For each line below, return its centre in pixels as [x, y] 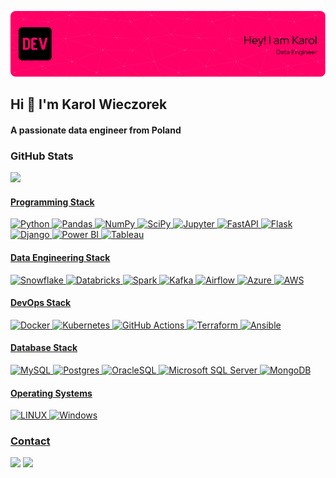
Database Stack [44, 348]
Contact [30, 441]
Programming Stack [52, 202]
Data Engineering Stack [60, 257]
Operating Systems [51, 393]
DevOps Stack [41, 303]
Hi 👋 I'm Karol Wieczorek [89, 104]
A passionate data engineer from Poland [96, 130]
